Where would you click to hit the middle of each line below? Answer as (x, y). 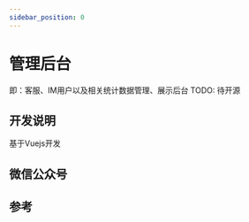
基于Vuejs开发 (35, 143)
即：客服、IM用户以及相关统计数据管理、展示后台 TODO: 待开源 (125, 90)
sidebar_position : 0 (47, 17)
